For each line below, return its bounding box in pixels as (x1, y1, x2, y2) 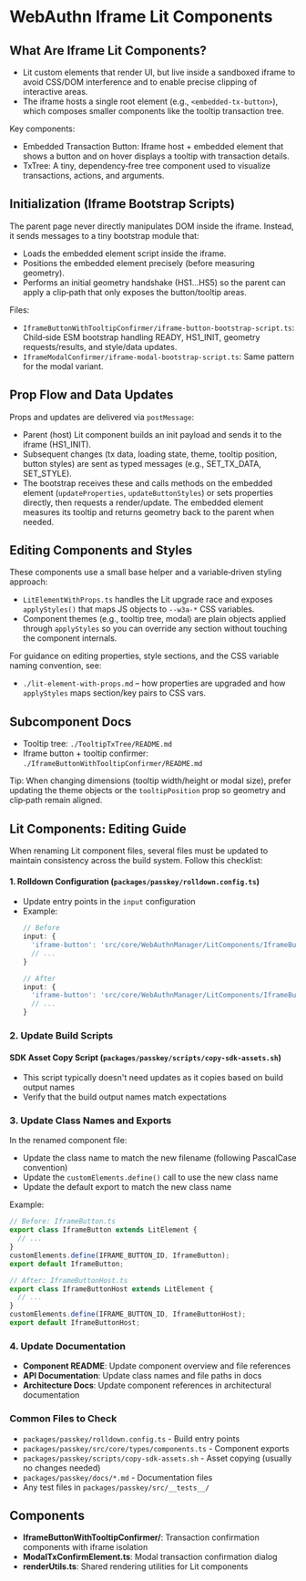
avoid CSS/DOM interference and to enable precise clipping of (22, 77, 258, 88)
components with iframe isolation (22, 1542, 148, 1553)
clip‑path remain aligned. (9, 795, 103, 806)
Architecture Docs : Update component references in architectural (22, 1379, 271, 1391)
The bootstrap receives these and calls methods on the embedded (22, 477, 273, 489)
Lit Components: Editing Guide (9, 821, 187, 836)
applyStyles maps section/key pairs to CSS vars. (22, 687, 207, 698)
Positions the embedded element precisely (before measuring (22, 257, 255, 268)
